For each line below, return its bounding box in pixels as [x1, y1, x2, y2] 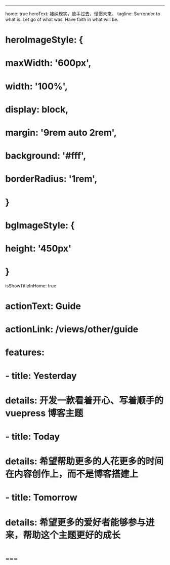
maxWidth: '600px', [5, 57, 92, 69]
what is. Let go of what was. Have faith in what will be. [5, 16, 119, 22]
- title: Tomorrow [5, 492, 77, 503]
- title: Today [5, 431, 60, 442]
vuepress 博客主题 [5, 407, 83, 419]
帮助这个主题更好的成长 [23, 529, 121, 541]
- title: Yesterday [5, 370, 77, 382]
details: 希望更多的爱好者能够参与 [5, 516, 146, 528]
